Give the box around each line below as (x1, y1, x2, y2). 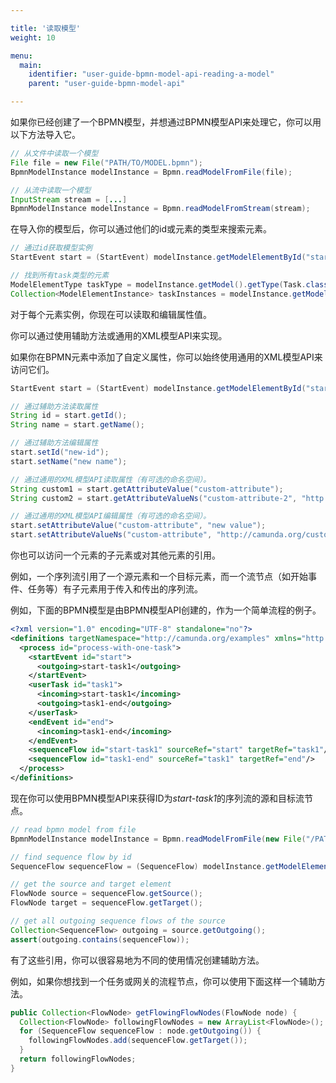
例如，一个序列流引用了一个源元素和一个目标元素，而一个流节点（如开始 (10, 571, 308, 582)
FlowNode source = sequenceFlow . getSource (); (10, 889, 203, 899)
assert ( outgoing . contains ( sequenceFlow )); (10, 934, 190, 945)
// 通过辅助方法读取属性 (10, 401, 99, 411)
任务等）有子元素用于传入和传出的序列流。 (27, 583, 203, 595)
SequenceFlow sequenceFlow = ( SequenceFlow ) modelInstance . (10, 861, 267, 871)
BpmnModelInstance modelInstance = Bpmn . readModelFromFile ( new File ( (10, 834, 307, 844)
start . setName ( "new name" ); (10, 456, 128, 466)
